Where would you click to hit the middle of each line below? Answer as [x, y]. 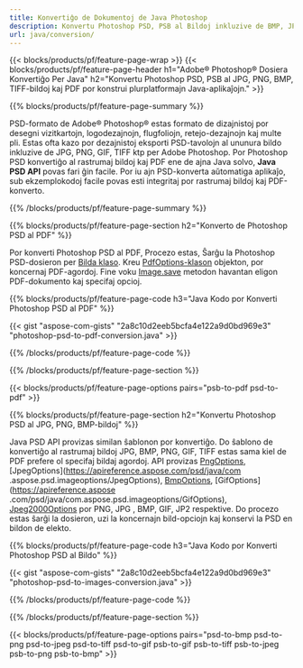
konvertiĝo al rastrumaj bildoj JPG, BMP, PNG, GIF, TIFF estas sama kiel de [148, 452]
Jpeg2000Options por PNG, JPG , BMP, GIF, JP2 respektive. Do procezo [144, 509]
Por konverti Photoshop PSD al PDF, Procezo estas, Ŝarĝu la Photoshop [142, 252]
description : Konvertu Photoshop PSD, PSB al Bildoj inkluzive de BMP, [147, 26]
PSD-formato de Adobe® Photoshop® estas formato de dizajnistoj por [139, 124]
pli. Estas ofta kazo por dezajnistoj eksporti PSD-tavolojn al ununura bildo [146, 143]
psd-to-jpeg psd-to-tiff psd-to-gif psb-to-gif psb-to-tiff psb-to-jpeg [152, 645]
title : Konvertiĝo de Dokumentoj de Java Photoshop [108, 18]
